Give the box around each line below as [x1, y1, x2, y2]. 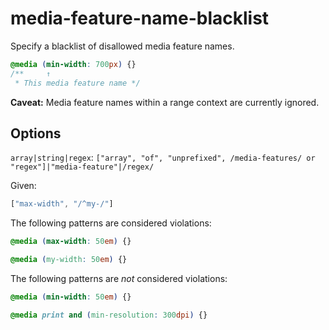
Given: [10, 180, 37, 192]
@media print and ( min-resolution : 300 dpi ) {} [10, 310, 208, 320]
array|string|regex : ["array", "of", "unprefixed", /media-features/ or [10, 152, 316, 164]
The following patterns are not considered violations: [10, 273, 228, 284]
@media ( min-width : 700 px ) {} [10, 59, 137, 69]
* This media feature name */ [14, 78, 141, 88]
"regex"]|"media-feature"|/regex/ [10, 162, 155, 172]
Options [10, 125, 62, 142]
